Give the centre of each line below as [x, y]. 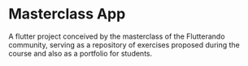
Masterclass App [67, 14]
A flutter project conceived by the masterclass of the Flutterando [117, 36]
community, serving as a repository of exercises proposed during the [124, 44]
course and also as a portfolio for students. [80, 53]
